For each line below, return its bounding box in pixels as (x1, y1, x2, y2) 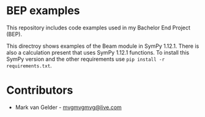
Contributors (6, 83, 73, 97)
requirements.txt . (6, 62, 52, 69)
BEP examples (6, 4, 81, 18)
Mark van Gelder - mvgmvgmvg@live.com (15, 104, 122, 111)
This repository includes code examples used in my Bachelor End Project (6, 24, 191, 31)
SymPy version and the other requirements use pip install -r (6, 55, 165, 62)
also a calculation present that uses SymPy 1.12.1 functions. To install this (6, 48, 190, 56)
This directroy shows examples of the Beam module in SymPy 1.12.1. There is (6, 42, 199, 50)
